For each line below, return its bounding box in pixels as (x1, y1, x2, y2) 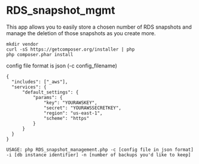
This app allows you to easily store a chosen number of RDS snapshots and (6, 23, 192, 30)
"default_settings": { (22, 89, 79, 95)
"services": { (11, 84, 47, 90)
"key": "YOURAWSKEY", (44, 100, 97, 106)
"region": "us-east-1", (44, 110, 103, 116)
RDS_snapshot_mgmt (6, 4, 115, 17)
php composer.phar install (6, 51, 74, 57)
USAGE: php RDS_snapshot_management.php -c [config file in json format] (6, 147, 194, 153)
